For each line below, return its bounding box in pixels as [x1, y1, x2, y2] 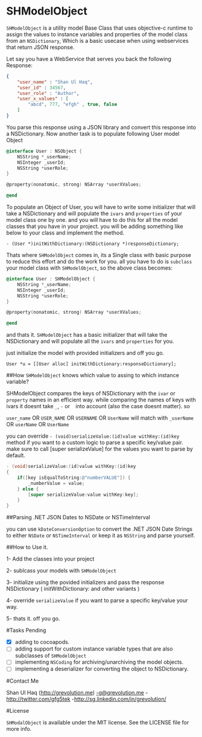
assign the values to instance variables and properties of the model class [6, 30, 188, 37]
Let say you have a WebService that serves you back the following [6, 55, 172, 62]
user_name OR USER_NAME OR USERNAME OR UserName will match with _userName [6, 414, 194, 421]
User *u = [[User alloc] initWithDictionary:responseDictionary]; [6, 361, 177, 367]
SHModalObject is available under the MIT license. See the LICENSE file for [6, 719, 189, 726]
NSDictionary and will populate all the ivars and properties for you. [6, 337, 174, 345]
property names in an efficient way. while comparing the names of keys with [6, 396, 196, 403]
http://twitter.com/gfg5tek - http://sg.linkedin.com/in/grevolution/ [6, 695, 167, 703]
